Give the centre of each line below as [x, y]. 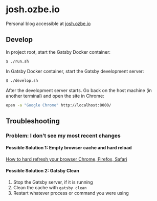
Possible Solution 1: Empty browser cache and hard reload [69, 148]
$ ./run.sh [17, 61]
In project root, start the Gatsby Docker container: [58, 52]
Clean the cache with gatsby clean [50, 188]
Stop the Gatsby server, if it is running [53, 182]
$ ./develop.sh [22, 80]
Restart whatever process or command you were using [71, 193]
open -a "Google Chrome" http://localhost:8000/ [59, 105]
